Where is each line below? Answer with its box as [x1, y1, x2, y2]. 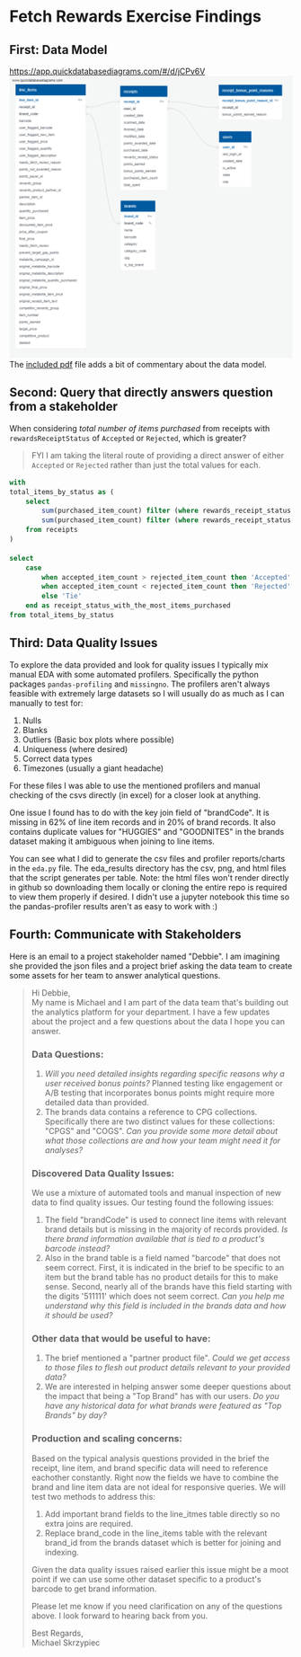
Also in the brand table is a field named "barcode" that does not [44, 1253, 281, 1263]
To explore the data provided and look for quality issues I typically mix [9, 659, 269, 670]
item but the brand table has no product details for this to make [44, 1272, 279, 1282]
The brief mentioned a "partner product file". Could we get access [44, 1352, 290, 1363]
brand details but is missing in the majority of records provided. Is [44, 1224, 288, 1235]
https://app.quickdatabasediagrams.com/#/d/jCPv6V [9, 66, 206, 76]
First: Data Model [9, 42, 108, 58]
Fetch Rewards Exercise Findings [9, 6, 262, 27]
